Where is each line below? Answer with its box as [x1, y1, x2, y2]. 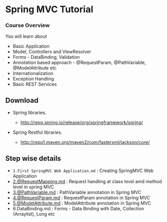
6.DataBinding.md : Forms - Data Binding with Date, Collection [12, 206, 144, 212]
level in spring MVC [12, 184, 54, 190]
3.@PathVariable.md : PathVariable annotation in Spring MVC [12, 189, 142, 195]
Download [5, 96, 38, 105]
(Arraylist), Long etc [12, 211, 55, 217]
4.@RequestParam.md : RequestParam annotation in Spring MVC [12, 195, 150, 201]
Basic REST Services [12, 81, 57, 87]
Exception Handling [12, 76, 54, 82]
